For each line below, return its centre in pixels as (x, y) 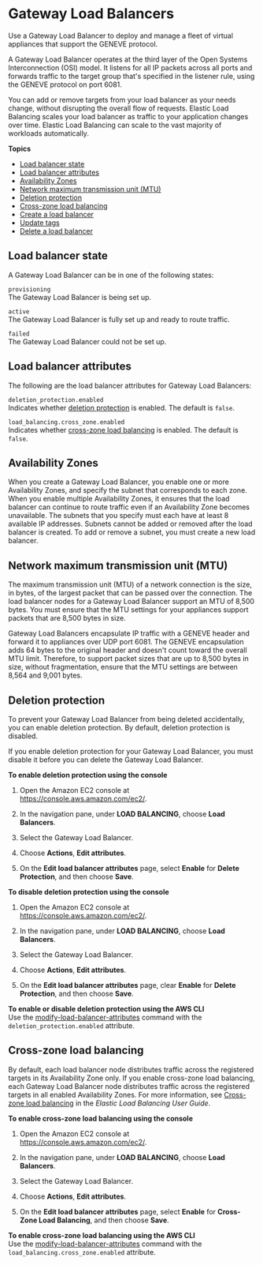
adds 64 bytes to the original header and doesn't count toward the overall (128, 650)
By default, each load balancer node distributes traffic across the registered (131, 1069)
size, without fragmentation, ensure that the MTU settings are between (123, 667)
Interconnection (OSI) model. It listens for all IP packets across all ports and (130, 67)
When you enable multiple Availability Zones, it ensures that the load (119, 499)
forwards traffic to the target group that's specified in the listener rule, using (131, 76)
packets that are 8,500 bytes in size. (67, 618)
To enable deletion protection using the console (88, 775)
